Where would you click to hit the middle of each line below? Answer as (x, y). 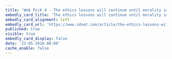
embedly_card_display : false (36, 39)
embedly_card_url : (25, 24)
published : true (23, 29)
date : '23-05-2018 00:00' (33, 44)
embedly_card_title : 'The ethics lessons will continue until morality (83, 15)
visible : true (20, 34)
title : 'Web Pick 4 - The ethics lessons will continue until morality (83, 10)
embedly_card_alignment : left (38, 19)
